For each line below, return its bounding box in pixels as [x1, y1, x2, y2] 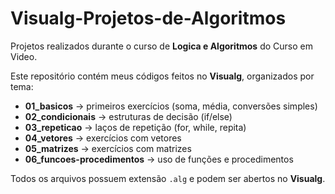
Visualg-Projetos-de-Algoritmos [10, 7, 287, 30]
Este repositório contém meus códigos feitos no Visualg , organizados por [10, 70, 315, 82]
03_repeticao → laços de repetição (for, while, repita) [24, 121, 247, 133]
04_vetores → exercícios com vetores [24, 132, 182, 144]
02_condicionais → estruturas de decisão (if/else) [24, 110, 233, 122]
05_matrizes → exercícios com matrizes [24, 142, 192, 154]
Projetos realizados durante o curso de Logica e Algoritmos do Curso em [10, 40, 313, 52]
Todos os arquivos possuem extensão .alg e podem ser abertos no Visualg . [10, 172, 326, 184]
